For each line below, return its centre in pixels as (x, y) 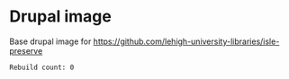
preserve (26, 50)
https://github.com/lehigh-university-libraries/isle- (186, 41)
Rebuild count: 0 (42, 67)
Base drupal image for (50, 41)
